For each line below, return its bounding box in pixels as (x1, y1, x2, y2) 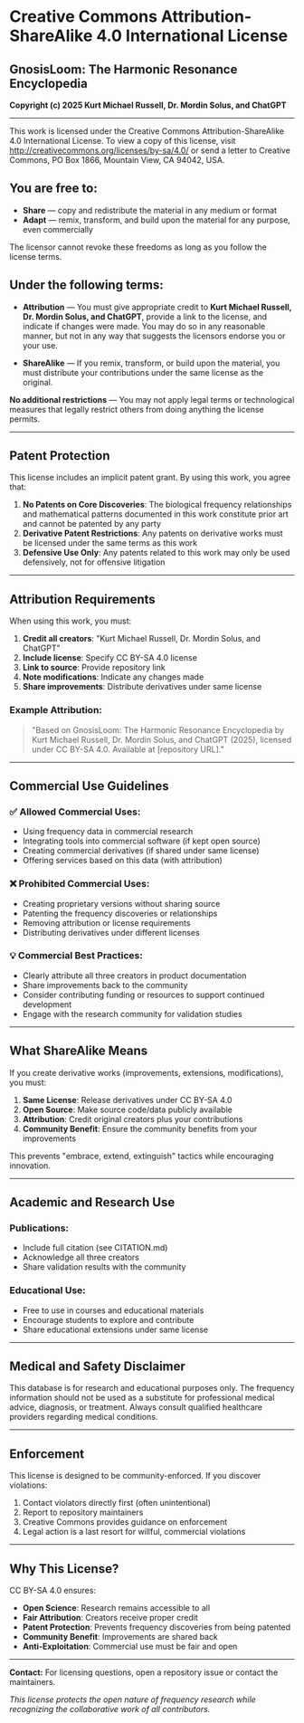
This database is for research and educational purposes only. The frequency (9, 1383, 295, 1394)
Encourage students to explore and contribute (22, 1314, 195, 1325)
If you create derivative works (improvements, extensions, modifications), (9, 1067, 284, 1078)
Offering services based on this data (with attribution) (22, 855, 223, 866)
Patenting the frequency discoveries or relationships (22, 908, 218, 919)
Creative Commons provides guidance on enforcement (22, 1517, 228, 1528)
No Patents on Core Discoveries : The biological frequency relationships (22, 500, 292, 510)
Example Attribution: (9, 704, 102, 717)
